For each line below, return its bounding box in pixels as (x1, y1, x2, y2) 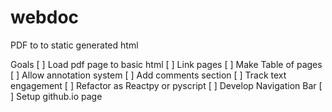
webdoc (10, 6, 80, 29)
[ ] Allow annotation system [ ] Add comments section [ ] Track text (10, 69, 287, 81)
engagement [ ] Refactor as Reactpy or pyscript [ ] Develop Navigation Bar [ (10, 79, 323, 91)
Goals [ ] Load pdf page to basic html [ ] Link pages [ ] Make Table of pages (10, 58, 323, 70)
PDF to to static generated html (10, 39, 139, 51)
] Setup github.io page (10, 90, 103, 102)
